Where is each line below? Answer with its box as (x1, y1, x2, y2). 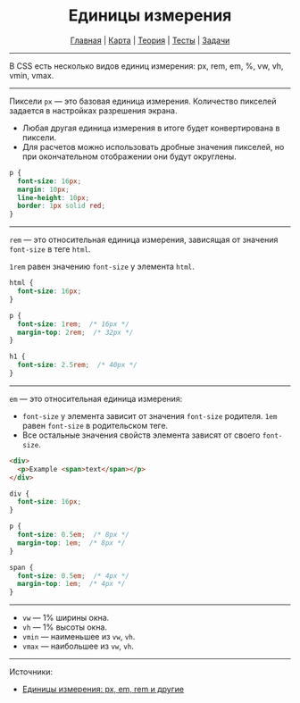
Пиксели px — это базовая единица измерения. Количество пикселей (9, 96, 277, 106)
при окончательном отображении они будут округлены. (21, 151, 237, 162)
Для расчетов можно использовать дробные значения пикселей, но (21, 141, 285, 152)
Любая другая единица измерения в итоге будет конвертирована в (21, 122, 280, 133)
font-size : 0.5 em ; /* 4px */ (17, 571, 129, 581)
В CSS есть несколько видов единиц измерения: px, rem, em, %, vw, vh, (9, 60, 284, 71)
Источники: (9, 666, 54, 677)
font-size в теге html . (9, 244, 91, 255)
